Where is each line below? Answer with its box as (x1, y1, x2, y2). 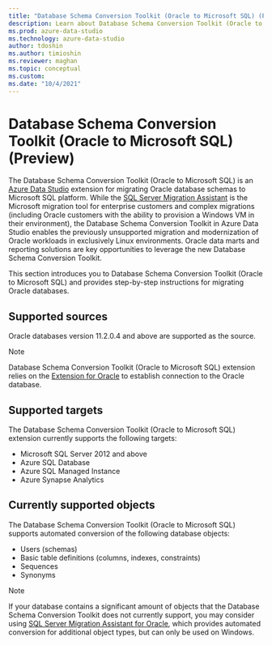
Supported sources (8, 310, 108, 323)
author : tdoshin (8, 42, 63, 50)
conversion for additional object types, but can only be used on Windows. (8, 627, 255, 637)
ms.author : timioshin (8, 49, 82, 58)
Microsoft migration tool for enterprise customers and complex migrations (8, 202, 255, 211)
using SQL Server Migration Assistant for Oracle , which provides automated (8, 618, 261, 628)
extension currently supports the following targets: (8, 434, 177, 443)
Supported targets (8, 403, 104, 417)
